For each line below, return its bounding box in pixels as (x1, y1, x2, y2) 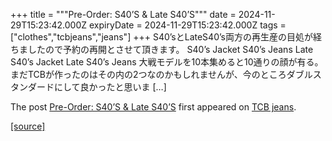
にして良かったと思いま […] (53, 81, 167, 93)
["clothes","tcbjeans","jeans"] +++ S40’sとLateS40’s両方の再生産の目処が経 (10, 31, 322, 43)
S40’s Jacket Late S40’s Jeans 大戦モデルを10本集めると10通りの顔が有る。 (10, 56, 324, 68)
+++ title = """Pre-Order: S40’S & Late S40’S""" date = (10, 9, 237, 20)
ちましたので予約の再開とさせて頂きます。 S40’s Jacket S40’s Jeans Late (10, 44, 314, 55)
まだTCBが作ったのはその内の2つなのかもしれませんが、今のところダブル (10, 69, 313, 80)
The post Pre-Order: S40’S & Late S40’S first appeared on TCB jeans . (10, 101, 297, 113)
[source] (10, 120, 46, 132)
